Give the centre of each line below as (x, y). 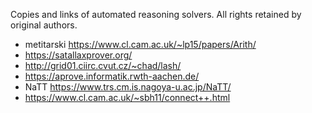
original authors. (44, 25)
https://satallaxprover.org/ (78, 55)
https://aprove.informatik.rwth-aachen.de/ (112, 76)
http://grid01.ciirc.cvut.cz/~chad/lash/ (103, 65)
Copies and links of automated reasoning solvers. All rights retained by (156, 14)
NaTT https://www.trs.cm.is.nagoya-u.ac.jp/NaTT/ (128, 87)
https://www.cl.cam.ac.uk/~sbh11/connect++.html (127, 97)
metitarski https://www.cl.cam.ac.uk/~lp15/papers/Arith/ (140, 44)
